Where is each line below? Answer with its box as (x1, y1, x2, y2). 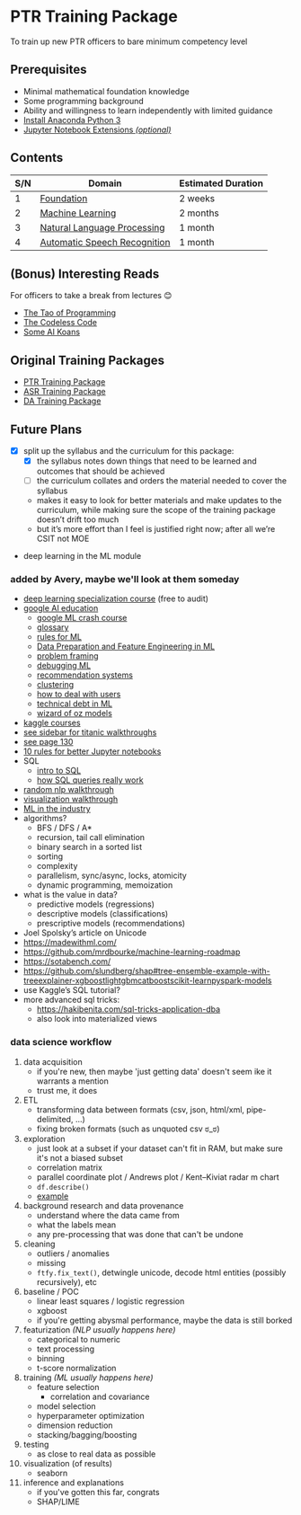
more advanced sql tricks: (22, 995, 120, 1006)
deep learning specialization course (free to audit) (22, 593, 209, 604)
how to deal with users (36, 689, 121, 700)
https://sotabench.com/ (22, 956, 111, 967)
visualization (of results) (22, 1457, 113, 1468)
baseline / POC (22, 1286, 79, 1297)
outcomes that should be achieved (36, 465, 165, 477)
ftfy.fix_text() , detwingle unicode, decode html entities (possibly (36, 1267, 287, 1278)
